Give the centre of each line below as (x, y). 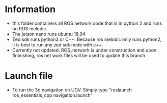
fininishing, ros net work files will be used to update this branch (79, 55)
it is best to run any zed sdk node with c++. (58, 44)
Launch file (29, 76)
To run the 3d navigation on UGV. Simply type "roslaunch (72, 90)
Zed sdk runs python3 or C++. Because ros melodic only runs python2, (87, 39)
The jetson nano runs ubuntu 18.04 (49, 34)
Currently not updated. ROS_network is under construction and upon (84, 50)
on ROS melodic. (30, 28)
